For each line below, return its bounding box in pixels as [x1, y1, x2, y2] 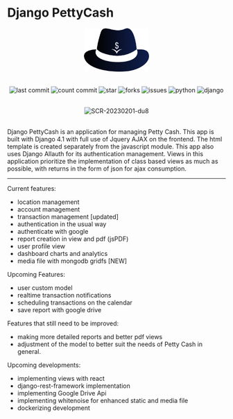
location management [17, 198, 80, 206]
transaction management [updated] [17, 212, 119, 221]
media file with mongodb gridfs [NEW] [17, 257, 127, 265]
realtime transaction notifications [17, 291, 112, 299]
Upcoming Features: [7, 270, 66, 278]
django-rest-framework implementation [17, 382, 130, 390]
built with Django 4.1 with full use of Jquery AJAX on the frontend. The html [7, 135, 223, 143]
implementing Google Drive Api [17, 388, 107, 397]
